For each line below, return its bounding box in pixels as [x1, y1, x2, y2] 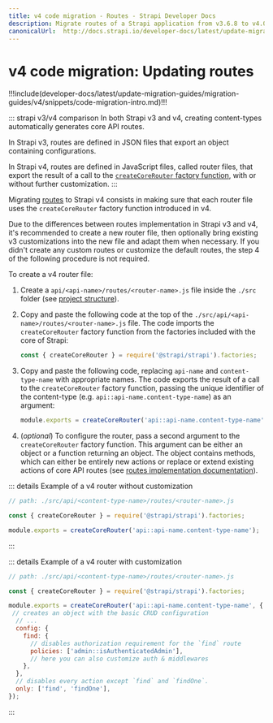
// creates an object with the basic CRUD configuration [11, 609, 209, 617]
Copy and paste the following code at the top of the [19, 310, 193, 319]
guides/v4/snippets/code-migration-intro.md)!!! [8, 97, 168, 107]
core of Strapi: [19, 336, 69, 345]
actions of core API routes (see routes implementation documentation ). [19, 465, 258, 475]
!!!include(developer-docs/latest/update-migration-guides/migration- [8, 89, 240, 98]
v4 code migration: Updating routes [8, 62, 254, 80]
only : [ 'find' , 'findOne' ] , [15, 685, 111, 693]
